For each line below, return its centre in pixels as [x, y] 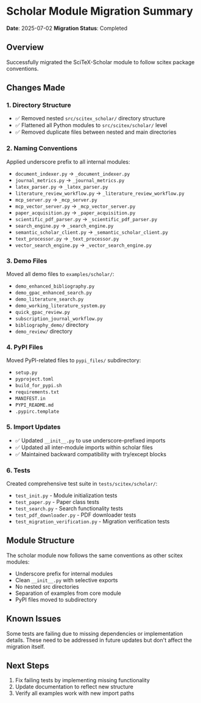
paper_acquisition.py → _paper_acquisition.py [75, 213]
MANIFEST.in [30, 399]
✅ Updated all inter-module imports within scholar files [84, 447]
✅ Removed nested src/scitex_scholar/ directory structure [90, 118]
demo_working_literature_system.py [60, 306]
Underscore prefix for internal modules [64, 574]
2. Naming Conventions [42, 148]
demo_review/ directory [44, 332]
